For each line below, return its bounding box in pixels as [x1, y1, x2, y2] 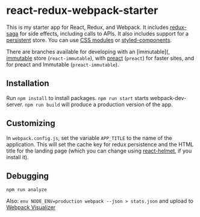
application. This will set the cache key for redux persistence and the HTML [6, 140, 194, 148]
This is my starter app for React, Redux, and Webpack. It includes [6, 24, 169, 31]
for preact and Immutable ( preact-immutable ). [6, 61, 119, 68]
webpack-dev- [149, 94, 187, 101]
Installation [6, 78, 49, 89]
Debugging [6, 171, 49, 181]
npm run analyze [6, 187, 47, 193]
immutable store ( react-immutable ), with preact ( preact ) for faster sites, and [6, 54, 195, 61]
